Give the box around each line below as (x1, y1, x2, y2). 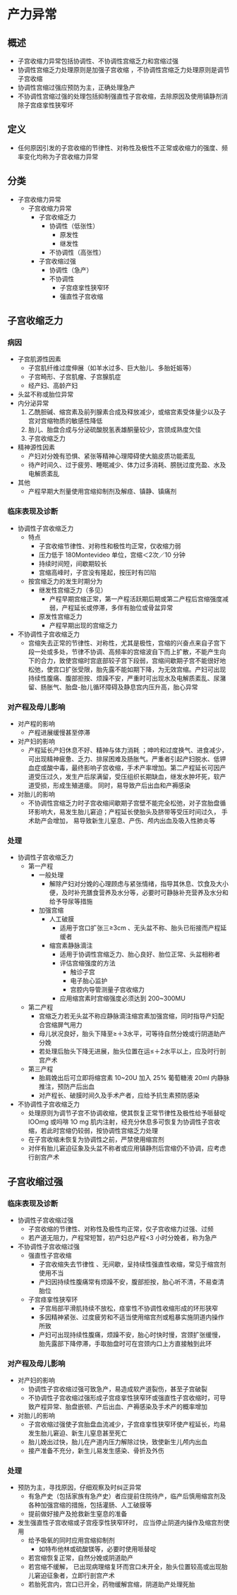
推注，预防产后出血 (38, 1082, 95, 1091)
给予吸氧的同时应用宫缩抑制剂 (28, 1536, 115, 1545)
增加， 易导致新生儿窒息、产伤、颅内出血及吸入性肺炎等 (52, 816, 216, 825)
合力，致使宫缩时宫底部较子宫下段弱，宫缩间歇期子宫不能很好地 (40, 656, 226, 665)
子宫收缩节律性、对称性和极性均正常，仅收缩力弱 (38, 541, 181, 550)
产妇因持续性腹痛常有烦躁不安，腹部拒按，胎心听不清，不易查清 (38, 1278, 224, 1286)
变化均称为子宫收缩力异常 (23, 152, 99, 161)
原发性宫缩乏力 (38, 612, 83, 621)
